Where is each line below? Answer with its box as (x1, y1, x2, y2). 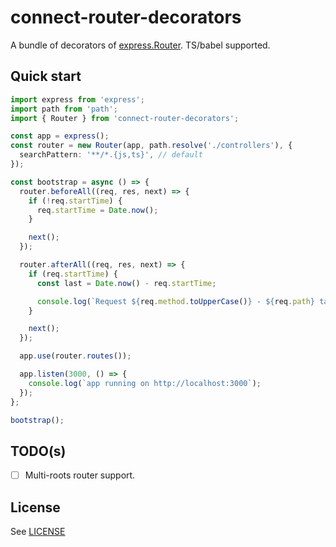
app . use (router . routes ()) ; (19, 351, 132, 361)
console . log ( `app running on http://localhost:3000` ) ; (28, 378, 262, 388)
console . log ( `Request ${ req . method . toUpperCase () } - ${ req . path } (36, 296, 315, 306)
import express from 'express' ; (10, 94, 145, 105)
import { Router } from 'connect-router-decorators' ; (10, 113, 240, 123)
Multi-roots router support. (24, 469, 136, 481)
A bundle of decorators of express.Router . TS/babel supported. (10, 39, 271, 51)
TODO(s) (10, 442, 67, 460)
